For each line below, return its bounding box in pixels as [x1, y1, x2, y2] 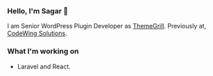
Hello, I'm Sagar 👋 [7, 6, 68, 16]
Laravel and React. [17, 62, 71, 70]
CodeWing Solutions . [7, 29, 67, 37]
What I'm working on [7, 46, 79, 56]
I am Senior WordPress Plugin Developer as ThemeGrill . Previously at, [7, 22, 207, 30]
